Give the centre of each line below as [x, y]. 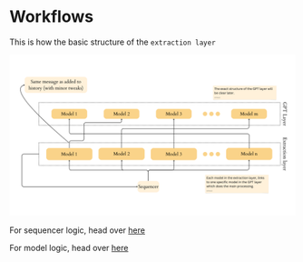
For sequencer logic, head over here [77, 230]
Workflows [51, 17]
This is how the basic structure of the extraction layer [112, 42]
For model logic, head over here [69, 248]
